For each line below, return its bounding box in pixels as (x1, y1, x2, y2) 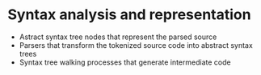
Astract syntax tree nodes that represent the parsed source (19, 32, 217, 41)
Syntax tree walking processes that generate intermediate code (19, 57, 231, 67)
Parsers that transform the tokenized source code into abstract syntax (19, 40, 254, 49)
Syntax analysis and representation (7, 6, 251, 24)
